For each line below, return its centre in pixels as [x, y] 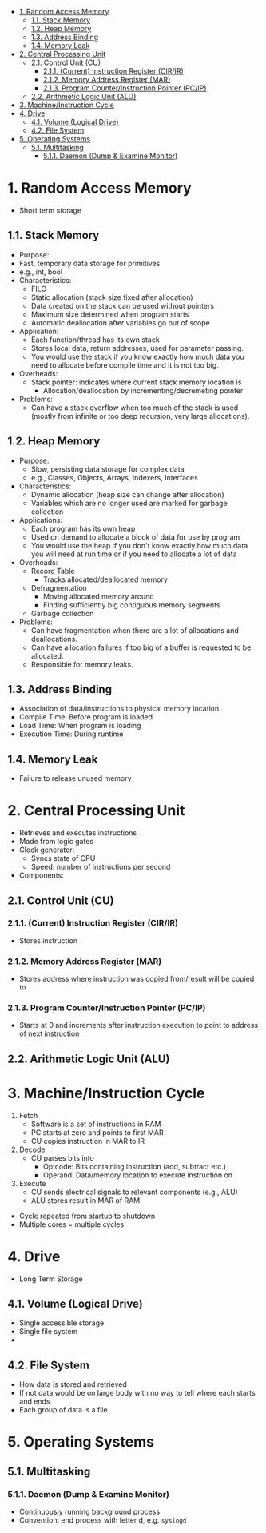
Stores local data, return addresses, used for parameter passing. [137, 348]
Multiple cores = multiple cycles [71, 1224]
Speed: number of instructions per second [101, 867]
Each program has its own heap [83, 528]
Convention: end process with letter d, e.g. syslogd [103, 1520]
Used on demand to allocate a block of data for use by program [135, 537]
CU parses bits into [63, 1157]
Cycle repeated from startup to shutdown [87, 1216]
